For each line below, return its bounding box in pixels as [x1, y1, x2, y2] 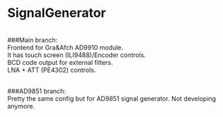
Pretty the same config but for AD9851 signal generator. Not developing [7, 94, 217, 103]
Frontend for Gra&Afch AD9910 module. [7, 43, 124, 51]
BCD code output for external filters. [7, 58, 113, 66]
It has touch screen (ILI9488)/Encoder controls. [7, 51, 147, 59]
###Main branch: [7, 35, 58, 44]
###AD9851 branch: [7, 87, 66, 95]
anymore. [7, 101, 35, 110]
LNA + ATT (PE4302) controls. [7, 66, 96, 74]
